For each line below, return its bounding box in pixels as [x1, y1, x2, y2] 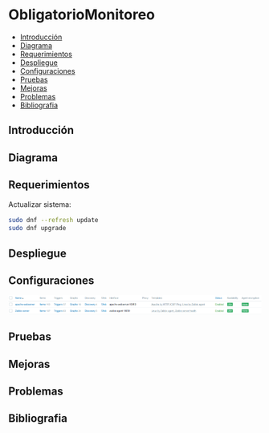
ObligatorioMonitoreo [8, 6, 155, 24]
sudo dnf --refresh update [8, 216, 99, 224]
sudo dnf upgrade [8, 225, 67, 233]
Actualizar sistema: [8, 199, 71, 209]
